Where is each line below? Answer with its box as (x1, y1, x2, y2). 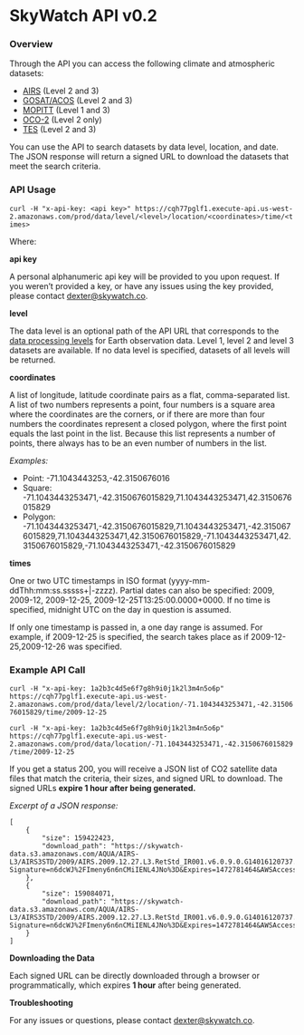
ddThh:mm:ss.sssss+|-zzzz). (9, 585, 119, 595)
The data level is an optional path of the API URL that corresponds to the (9, 325, 280, 336)
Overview (9, 38, 53, 51)
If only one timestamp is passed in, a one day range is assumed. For (9, 622, 263, 633)
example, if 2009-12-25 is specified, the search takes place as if (9, 631, 249, 642)
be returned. (9, 354, 56, 365)
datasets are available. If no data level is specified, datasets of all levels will (9, 344, 290, 355)
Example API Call (9, 663, 86, 676)
